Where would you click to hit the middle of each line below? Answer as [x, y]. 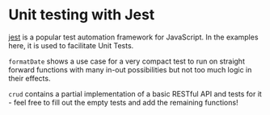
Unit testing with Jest [82, 15]
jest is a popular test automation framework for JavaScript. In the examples [133, 37]
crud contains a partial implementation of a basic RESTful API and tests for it [135, 93]
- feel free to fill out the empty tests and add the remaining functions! [123, 102]
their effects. [30, 78]
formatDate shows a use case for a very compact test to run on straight [127, 61]
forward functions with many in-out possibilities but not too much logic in [130, 69]
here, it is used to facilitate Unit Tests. [71, 45]
